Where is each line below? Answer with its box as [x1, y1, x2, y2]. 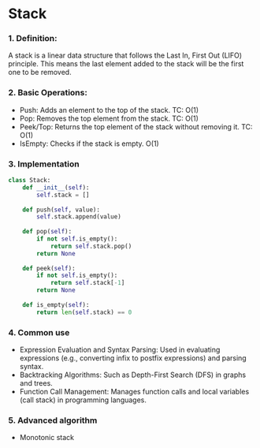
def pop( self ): [22, 228, 72, 236]
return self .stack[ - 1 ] [50, 279, 125, 287]
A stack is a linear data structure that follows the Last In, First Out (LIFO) [8, 50, 243, 60]
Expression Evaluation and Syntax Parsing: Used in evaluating [19, 345, 221, 354]
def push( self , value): [22, 206, 101, 214]
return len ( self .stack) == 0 [36, 308, 132, 316]
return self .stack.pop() [50, 242, 132, 250]
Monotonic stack [19, 433, 75, 442]
